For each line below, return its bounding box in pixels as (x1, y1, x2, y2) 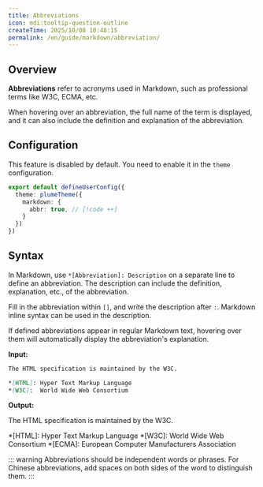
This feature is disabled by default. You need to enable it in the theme (8, 159, 231, 169)
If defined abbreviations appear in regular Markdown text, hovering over (8, 325, 243, 335)
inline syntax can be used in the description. (8, 310, 152, 320)
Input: (8, 349, 28, 359)
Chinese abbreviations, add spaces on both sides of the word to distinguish (8, 463, 254, 473)
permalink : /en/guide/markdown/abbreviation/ (8, 33, 160, 42)
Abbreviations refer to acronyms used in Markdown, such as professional (8, 84, 248, 93)
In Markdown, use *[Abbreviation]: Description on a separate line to (8, 270, 235, 279)
